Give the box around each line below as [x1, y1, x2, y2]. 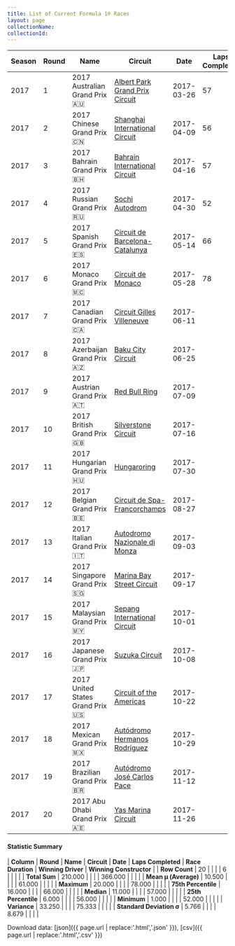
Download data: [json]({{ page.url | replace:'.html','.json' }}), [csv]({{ [7, 924, 203, 932]
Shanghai [114, 115, 145, 125]
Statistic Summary [7, 842, 63, 851]
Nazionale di [114, 537, 155, 547]
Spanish [72, 232, 99, 242]
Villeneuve [114, 316, 149, 326]
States [72, 693, 93, 702]
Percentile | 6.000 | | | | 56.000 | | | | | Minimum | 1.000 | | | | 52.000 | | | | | [7, 895, 223, 903]
